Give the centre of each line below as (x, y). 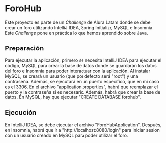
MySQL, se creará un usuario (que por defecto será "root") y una (72, 76)
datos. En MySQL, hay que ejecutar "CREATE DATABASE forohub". (73, 97)
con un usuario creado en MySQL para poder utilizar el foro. (67, 135)
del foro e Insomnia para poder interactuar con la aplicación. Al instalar (78, 71)
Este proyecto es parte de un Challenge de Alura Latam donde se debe (78, 22)
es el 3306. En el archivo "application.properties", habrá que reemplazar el (82, 87)
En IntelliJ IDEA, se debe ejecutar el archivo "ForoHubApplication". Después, (83, 125)
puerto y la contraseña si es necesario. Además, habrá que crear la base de (83, 92)
